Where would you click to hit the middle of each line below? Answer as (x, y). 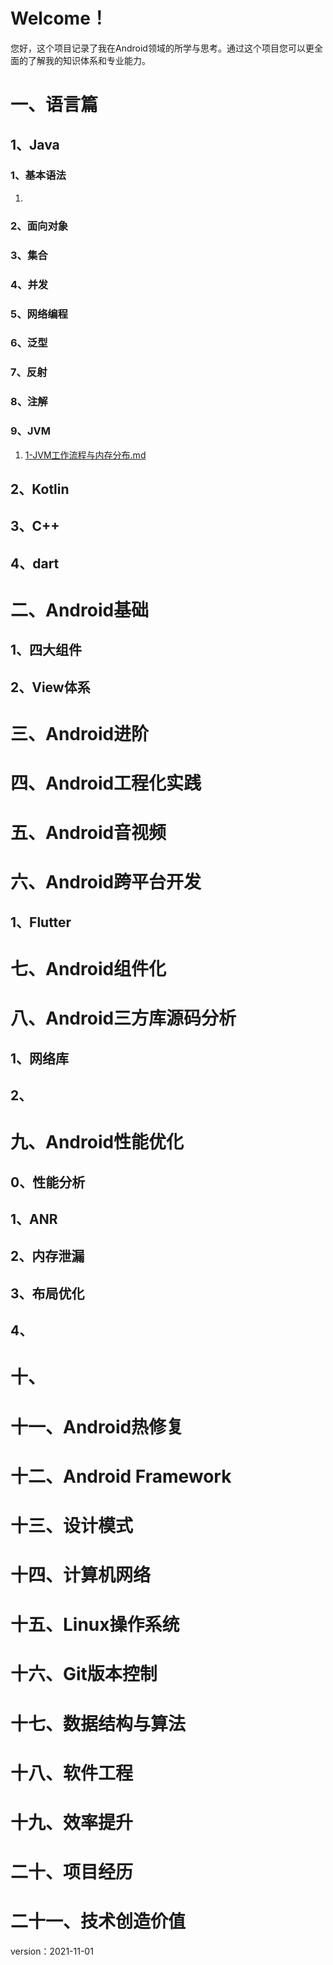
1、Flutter (41, 922)
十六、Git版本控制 (84, 1674)
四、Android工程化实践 (106, 783)
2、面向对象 (39, 226)
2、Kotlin (40, 489)
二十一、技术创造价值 (98, 1921)
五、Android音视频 (88, 833)
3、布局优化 (47, 1293)
